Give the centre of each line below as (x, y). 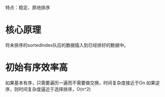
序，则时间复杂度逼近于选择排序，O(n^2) (48, 89)
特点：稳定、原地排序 (28, 7)
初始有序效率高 (37, 68)
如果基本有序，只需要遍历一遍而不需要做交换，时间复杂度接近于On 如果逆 (82, 83)
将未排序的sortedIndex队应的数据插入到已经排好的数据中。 (67, 45)
